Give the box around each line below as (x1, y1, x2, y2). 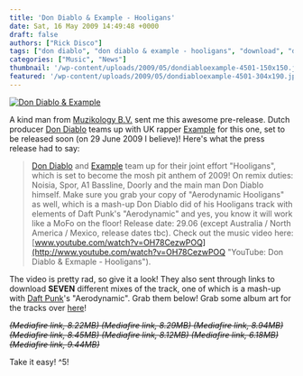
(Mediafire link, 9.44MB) (9, 339, 101, 350)
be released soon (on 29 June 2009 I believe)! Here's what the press (9, 133, 265, 144)
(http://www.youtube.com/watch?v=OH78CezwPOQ (31, 246, 225, 257)
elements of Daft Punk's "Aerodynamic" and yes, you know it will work (31, 208, 293, 219)
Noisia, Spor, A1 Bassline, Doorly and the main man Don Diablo (31, 179, 264, 190)
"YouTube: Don (226, 246, 284, 257)
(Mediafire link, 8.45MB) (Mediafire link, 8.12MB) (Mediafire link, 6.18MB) (9, 329, 280, 340)
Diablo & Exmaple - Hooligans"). (31, 256, 151, 267)
